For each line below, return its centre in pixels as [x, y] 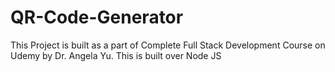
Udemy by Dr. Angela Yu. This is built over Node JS [116, 55]
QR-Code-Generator [97, 17]
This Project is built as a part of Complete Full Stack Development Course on [168, 45]
